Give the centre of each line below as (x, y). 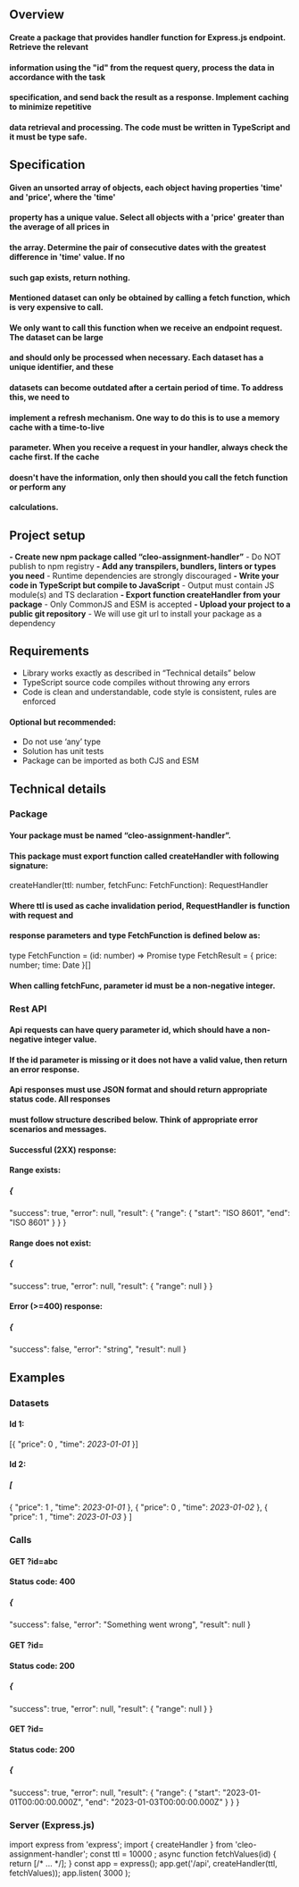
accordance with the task (57, 77)
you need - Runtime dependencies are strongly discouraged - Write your (144, 576)
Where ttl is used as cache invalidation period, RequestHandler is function (149, 905)
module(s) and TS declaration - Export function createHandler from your (145, 595)
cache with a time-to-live (57, 427)
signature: (29, 865)
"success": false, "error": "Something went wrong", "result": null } (130, 1624)
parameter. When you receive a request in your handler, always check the (149, 448)
